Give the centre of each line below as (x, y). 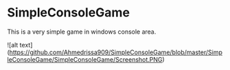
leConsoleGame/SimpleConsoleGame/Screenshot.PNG (85, 59)
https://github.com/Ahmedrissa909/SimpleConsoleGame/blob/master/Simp (116, 52)
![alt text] (20, 45)
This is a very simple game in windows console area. (82, 32)
